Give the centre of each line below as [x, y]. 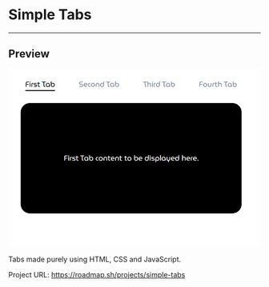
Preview [29, 54]
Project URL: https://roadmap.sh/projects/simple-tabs [97, 274]
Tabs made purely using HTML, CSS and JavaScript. [95, 259]
